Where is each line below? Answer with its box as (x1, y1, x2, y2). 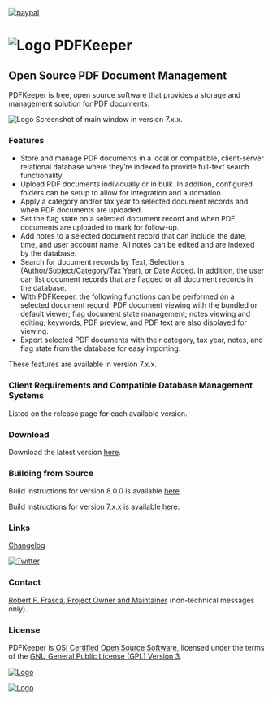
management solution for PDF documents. (8, 99, 150, 108)
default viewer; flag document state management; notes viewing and (19, 309, 251, 319)
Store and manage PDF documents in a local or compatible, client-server (19, 153, 264, 163)
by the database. (19, 248, 77, 258)
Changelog (8, 541, 45, 550)
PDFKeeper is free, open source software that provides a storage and (8, 90, 241, 99)
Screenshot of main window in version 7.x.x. (35, 115, 183, 124)
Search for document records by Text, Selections (19, 257, 185, 267)
